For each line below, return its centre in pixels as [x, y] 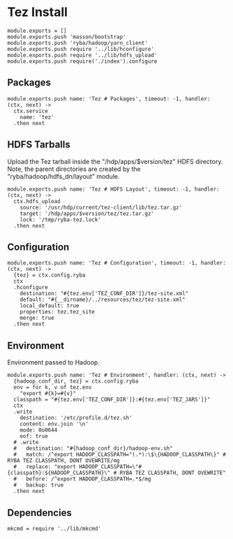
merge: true [37, 318]
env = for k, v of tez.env [53, 387]
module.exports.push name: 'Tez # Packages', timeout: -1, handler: [109, 98]
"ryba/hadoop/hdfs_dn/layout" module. [63, 176]
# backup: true [39, 485]
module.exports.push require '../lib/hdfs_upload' [82, 55]
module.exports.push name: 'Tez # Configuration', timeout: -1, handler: [117, 263]
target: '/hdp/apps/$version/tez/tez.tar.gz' [87, 214]
